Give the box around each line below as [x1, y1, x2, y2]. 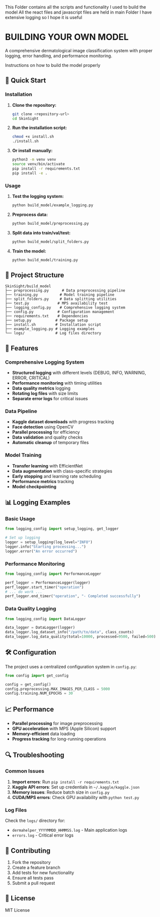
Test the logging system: [12, 193, 64, 199]
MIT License [5, 907, 30, 913]
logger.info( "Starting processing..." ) [5, 544, 86, 549]
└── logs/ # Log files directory [5, 331, 101, 336]
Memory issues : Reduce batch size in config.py [12, 789, 110, 795]
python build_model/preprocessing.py [12, 221, 89, 226]
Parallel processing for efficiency [12, 429, 80, 435]
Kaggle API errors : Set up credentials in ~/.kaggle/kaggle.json [12, 784, 140, 790]
